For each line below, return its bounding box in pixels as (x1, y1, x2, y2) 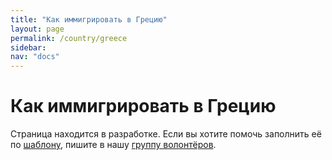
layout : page (10, 24, 65, 34)
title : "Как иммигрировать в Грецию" (10, 14, 168, 25)
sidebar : (10, 42, 47, 53)
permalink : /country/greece (10, 33, 128, 43)
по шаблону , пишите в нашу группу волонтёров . (10, 139, 217, 151)
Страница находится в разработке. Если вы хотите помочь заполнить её (10, 128, 322, 140)
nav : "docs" (10, 52, 60, 62)
